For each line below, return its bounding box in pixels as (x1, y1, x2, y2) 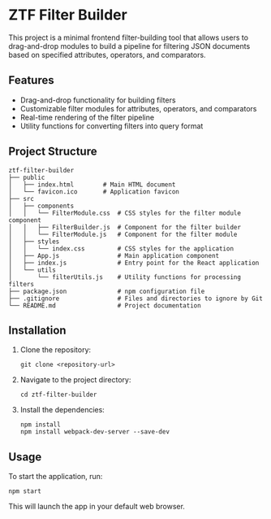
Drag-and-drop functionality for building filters (19, 95, 176, 105)
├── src (8, 194, 35, 203)
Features (8, 73, 54, 87)
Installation (8, 323, 67, 337)
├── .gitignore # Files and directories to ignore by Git (8, 294, 264, 303)
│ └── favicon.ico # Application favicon (8, 187, 180, 196)
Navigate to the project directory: (19, 375, 131, 385)
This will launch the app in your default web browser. (8, 502, 185, 512)
